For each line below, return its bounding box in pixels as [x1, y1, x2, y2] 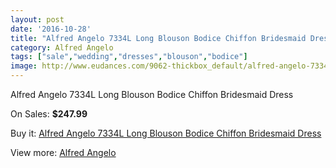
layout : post [10, 14, 65, 25]
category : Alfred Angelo [10, 42, 114, 53]
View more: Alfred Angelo [10, 147, 117, 158]
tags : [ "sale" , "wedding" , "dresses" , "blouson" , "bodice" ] [10, 52, 248, 62]
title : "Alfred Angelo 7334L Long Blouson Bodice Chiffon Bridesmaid [10, 33, 307, 43]
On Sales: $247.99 [10, 108, 88, 120]
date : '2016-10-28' [10, 24, 92, 34]
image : [10, 61, 38, 71]
